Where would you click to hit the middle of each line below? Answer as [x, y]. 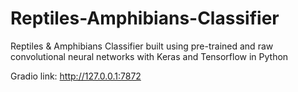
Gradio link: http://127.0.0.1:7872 [76, 76]
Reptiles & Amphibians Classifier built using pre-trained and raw [142, 46]
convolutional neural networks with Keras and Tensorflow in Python [149, 56]
